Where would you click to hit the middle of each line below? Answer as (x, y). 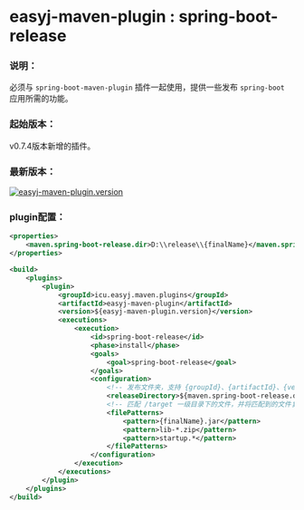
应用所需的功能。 (41, 99)
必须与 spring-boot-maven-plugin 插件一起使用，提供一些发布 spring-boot (147, 87)
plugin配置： (38, 217)
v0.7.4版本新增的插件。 (52, 146)
